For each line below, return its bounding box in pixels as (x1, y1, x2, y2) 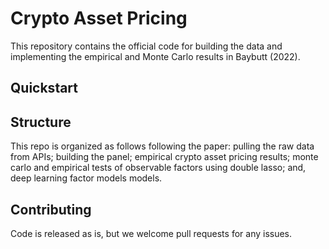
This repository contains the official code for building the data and (10, 40, 283, 52)
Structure (10, 113, 72, 131)
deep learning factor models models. (10, 172, 163, 184)
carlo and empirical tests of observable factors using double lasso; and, (10, 162, 307, 174)
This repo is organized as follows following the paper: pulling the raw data (10, 140, 315, 152)
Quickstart (10, 80, 79, 97)
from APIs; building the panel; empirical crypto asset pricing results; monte (10, 151, 319, 163)
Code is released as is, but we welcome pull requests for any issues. (10, 227, 293, 239)
